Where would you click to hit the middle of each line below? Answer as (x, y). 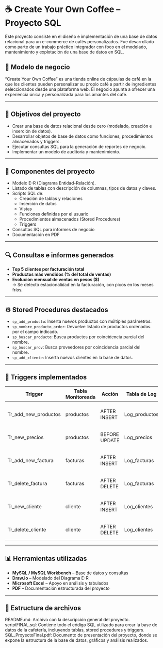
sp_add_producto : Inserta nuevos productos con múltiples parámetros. (82, 321)
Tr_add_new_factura (31, 460)
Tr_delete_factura (27, 483)
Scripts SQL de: (28, 193)
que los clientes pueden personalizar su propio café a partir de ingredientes (81, 84)
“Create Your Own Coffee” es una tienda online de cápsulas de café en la (78, 79)
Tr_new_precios (25, 437)
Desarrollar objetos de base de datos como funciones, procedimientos (82, 136)
